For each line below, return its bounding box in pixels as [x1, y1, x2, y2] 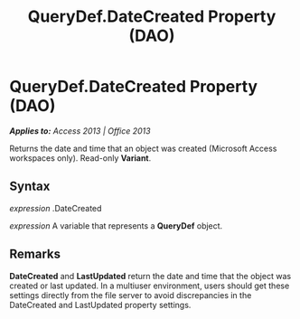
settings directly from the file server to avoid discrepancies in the [9, 289, 252, 300]
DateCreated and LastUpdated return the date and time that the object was [9, 270, 292, 281]
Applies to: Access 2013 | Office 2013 [9, 125, 151, 136]
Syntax [9, 179, 51, 194]
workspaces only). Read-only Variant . [9, 152, 152, 164]
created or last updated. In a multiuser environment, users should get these [9, 280, 290, 291]
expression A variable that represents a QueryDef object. [9, 220, 223, 231]
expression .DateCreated [9, 202, 102, 213]
